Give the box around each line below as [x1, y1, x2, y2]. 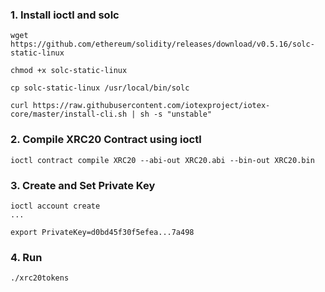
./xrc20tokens [10, 273, 70, 283]
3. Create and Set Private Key [10, 178, 156, 192]
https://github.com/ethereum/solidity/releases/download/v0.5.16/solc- [10, 39, 315, 50]
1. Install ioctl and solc [10, 8, 120, 22]
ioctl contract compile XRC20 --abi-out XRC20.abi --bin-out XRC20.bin [10, 155, 315, 165]
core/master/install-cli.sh [10, 109, 128, 120]
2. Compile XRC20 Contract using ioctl [10, 133, 202, 147]
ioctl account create [10, 201, 101, 211]
